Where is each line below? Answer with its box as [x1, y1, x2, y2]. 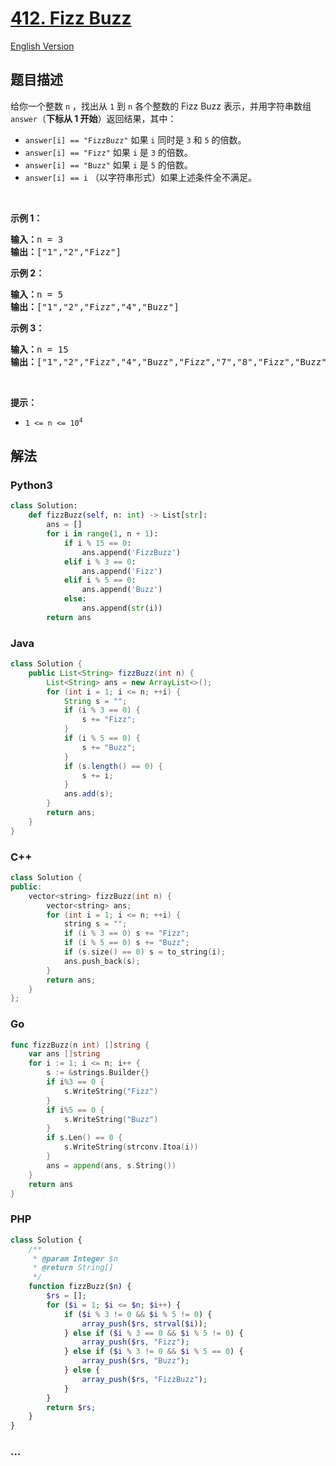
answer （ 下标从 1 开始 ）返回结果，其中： [10, 112, 177, 124]
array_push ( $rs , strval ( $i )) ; [81, 1318, 208, 1329]
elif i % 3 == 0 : [63, 557, 137, 567]
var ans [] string [28, 1049, 101, 1059]
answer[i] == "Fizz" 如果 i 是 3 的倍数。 [24, 146, 193, 158]
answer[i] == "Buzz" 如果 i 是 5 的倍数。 [24, 158, 193, 171]
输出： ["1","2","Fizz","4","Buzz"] [10, 301, 180, 312]
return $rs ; [46, 1402, 97, 1412]
